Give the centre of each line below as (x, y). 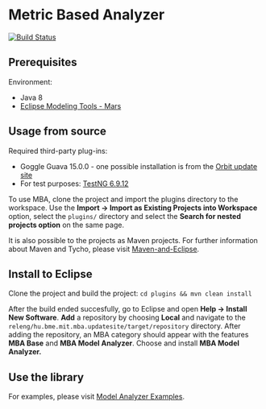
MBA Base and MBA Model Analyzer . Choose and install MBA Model (124, 343)
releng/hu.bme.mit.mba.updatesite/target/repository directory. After (125, 326)
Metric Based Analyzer (87, 15)
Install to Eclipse (50, 274)
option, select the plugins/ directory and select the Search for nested (125, 216)
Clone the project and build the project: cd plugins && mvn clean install (130, 293)
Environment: (30, 81)
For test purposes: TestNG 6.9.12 (74, 184)
